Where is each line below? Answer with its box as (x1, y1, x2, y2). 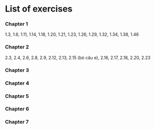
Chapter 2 (5, 43, 29, 50)
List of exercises (5, 3, 73, 14)
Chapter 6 (5, 105, 29, 112)
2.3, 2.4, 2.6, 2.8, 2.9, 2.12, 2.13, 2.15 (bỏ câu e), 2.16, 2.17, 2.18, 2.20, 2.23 (5, 55, 151, 60)
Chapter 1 (5, 21, 28, 28)
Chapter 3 (5, 67, 29, 73)
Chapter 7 (5, 118, 29, 125)
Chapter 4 (5, 80, 30, 87)
